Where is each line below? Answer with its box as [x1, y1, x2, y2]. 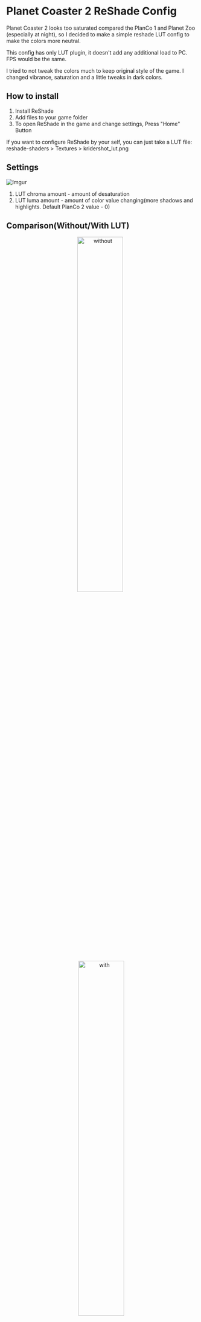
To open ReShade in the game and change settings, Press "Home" [14, 120, 180, 127]
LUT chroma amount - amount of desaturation [14, 190, 130, 198]
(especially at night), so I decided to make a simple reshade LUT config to [6, 30, 190, 38]
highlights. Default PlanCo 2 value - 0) [14, 203, 110, 210]
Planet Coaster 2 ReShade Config [6, 4, 177, 18]
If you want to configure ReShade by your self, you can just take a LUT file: [6, 138, 193, 145]
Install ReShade [14, 107, 54, 115]
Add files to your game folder [14, 113, 88, 121]
